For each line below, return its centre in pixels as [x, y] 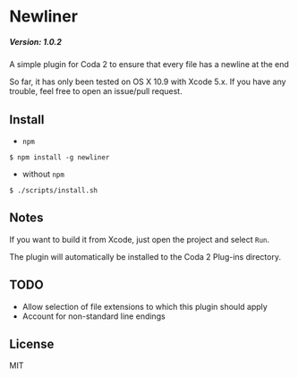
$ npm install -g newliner [60, 157]
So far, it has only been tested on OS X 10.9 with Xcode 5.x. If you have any [148, 82]
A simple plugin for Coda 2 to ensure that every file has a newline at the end [149, 64]
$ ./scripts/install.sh [54, 190]
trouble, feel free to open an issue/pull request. [96, 91]
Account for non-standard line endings [94, 316]
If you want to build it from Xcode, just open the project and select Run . [140, 239]
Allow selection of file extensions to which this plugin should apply [145, 306]
